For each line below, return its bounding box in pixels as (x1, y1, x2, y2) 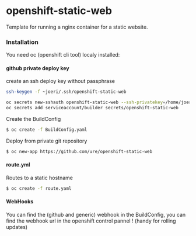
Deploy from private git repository (6, 137, 87, 144)
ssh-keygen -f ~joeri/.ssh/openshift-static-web (6, 89, 127, 95)
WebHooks (6, 198, 34, 205)
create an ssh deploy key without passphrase (6, 78, 116, 85)
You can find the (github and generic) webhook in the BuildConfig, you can (6, 211, 186, 218)
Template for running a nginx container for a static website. (6, 23, 148, 30)
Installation (6, 38, 39, 46)
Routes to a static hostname (6, 174, 73, 182)
